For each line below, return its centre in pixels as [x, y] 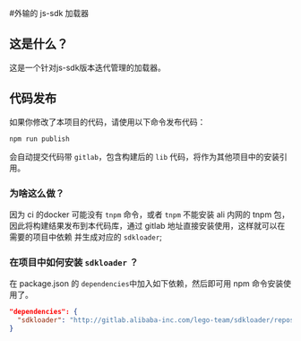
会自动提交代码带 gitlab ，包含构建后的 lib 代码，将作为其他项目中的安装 [145, 156]
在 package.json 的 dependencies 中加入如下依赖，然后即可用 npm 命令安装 [146, 284]
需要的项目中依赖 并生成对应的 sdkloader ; [86, 237]
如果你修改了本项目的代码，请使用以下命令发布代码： [107, 122]
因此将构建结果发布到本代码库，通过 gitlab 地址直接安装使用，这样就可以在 [147, 225]
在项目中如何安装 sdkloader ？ [74, 262]
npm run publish [39, 139]
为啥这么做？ [37, 193]
